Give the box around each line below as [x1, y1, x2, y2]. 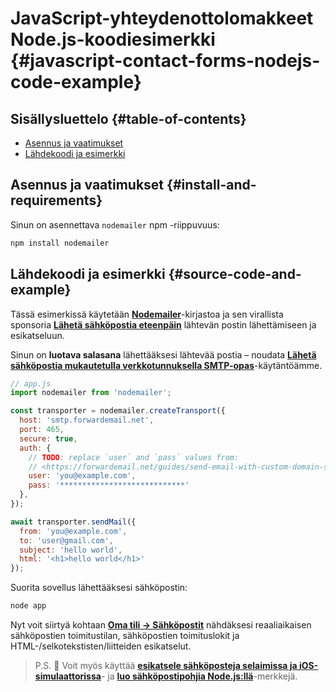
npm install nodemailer [10, 238, 110, 248]
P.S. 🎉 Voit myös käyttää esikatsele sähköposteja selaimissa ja [34, 660, 298, 671]
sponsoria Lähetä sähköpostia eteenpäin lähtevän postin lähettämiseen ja [10, 318, 317, 331]
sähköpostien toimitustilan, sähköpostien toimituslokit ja [10, 630, 240, 641]
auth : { [19, 443, 52, 453]
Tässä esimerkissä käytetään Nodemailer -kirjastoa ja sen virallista [10, 308, 284, 320]
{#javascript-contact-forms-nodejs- [10, 50, 321, 72]
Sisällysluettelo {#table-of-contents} [10, 110, 247, 127]
